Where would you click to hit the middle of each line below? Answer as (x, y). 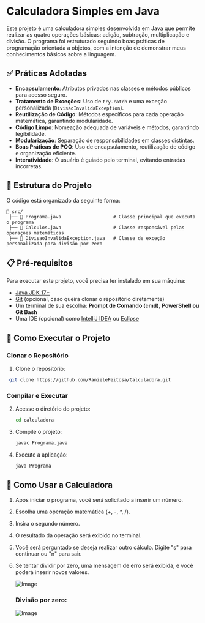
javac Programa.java (41, 443)
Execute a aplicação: (41, 455)
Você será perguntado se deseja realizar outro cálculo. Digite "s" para (103, 547)
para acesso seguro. (41, 95)
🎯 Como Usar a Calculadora (60, 485)
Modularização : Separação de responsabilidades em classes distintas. (105, 140)
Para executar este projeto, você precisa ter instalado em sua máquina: (96, 281)
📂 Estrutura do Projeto (49, 186)
